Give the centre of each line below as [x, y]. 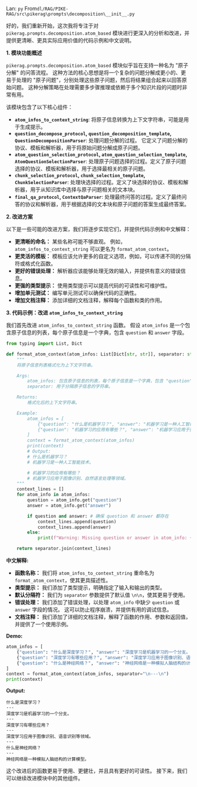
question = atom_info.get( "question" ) [74, 500]
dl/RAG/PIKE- [52, 9]
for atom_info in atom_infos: [54, 495]
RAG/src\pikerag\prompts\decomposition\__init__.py [70, 14]
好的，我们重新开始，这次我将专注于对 [52, 26]
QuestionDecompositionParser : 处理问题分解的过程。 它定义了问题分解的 [101, 140]
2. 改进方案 [20, 217]
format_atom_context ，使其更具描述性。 [63, 580]
